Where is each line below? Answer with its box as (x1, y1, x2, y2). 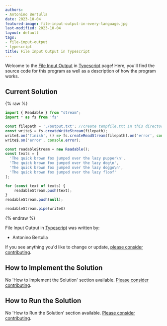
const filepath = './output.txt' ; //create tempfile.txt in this (5, 124, 143, 129)
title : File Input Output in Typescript (5, 49, 90, 54)
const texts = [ (5, 151, 39, 157)
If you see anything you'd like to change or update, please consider (5, 244, 143, 250)
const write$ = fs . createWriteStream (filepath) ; (5, 128, 108, 133)
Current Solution (5, 87, 58, 96)
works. (5, 73, 19, 79)
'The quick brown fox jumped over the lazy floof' (9, 169, 117, 174)
